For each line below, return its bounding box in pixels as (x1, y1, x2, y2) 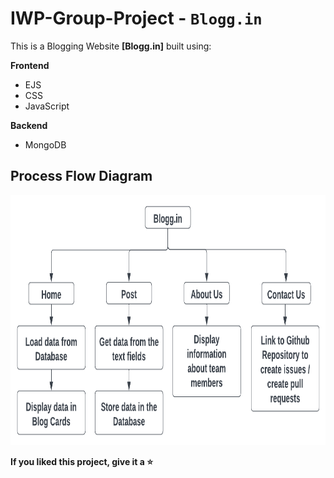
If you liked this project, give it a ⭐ (10, 455, 154, 467)
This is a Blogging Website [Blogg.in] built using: (10, 40, 212, 52)
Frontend (10, 59, 50, 71)
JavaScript (24, 100, 70, 112)
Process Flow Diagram (10, 168, 153, 185)
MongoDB (24, 138, 67, 151)
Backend (10, 119, 48, 131)
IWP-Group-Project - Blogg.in (10, 7, 263, 30)
